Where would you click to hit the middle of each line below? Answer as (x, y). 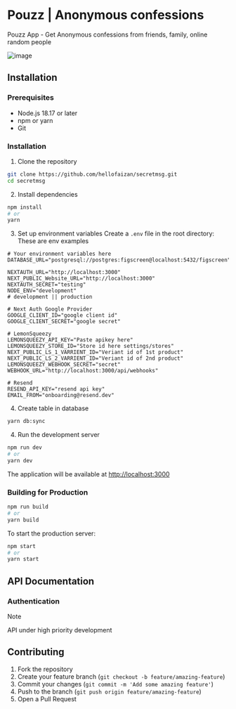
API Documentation (51, 581)
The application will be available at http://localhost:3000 (88, 474)
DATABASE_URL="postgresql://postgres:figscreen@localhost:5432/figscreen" (119, 260)
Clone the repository (47, 161)
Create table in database (53, 408)
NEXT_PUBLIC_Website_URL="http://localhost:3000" (81, 279)
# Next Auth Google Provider (50, 309)
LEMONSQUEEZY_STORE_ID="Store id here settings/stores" (91, 346)
